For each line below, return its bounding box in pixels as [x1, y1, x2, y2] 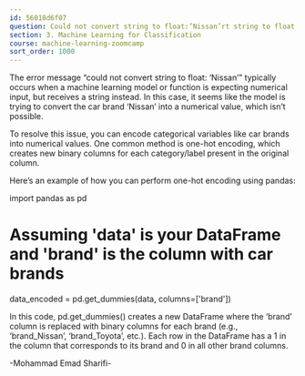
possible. [9, 111, 44, 122]
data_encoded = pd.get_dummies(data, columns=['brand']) [9, 293, 232, 305]
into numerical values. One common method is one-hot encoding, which [9, 138, 280, 149]
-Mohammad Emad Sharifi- [9, 358, 112, 369]
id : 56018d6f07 [9, 13, 67, 23]
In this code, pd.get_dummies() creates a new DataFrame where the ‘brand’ [9, 311, 293, 322]
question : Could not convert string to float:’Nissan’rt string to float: [9, 22, 300, 31]
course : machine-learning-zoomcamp [9, 38, 145, 48]
